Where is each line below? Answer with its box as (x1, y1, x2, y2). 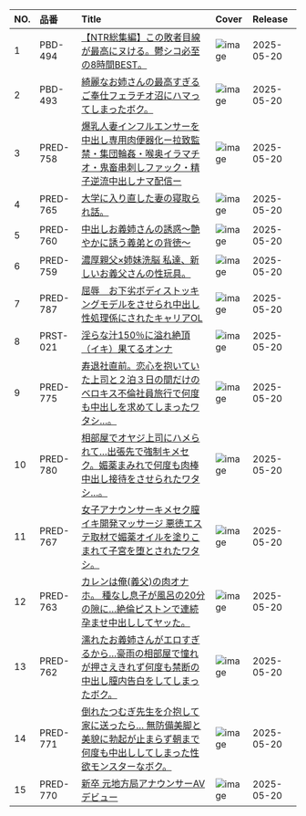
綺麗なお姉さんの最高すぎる (81, 76, 200, 88)
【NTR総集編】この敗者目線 (81, 31, 200, 44)
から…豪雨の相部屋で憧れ (90, 647, 199, 660)
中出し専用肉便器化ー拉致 (81, 134, 191, 146)
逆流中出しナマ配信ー (90, 175, 182, 187)
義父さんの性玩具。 (108, 267, 191, 279)
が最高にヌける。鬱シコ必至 (81, 45, 200, 58)
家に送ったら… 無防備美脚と (81, 719, 202, 731)
